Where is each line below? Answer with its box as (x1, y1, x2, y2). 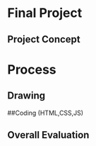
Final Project (7, 5, 83, 21)
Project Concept (7, 33, 81, 45)
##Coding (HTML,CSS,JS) (7, 108, 83, 117)
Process (7, 62, 56, 77)
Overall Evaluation (7, 129, 90, 141)
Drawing (7, 90, 46, 102)
